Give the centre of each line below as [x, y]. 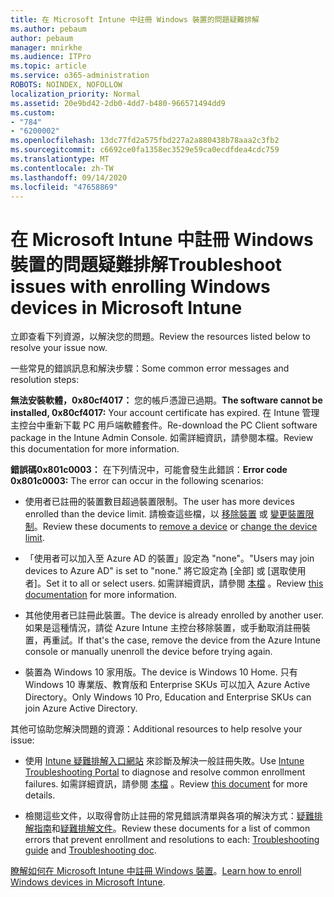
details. [40, 795]
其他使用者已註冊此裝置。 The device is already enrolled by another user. [174, 615]
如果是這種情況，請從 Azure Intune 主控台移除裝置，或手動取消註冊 [163, 628]
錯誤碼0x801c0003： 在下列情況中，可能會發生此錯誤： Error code [149, 470]
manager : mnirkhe [46, 47]
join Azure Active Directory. [81, 708]
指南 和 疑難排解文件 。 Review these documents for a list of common [172, 828]
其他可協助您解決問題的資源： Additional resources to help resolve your [156, 729]
